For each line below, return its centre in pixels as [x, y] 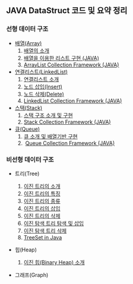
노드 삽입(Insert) [43, 86]
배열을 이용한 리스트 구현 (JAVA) [61, 58]
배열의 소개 [36, 51]
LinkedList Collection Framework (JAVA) [73, 100]
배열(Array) [28, 43]
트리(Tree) [27, 173]
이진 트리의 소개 [42, 186]
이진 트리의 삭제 [42, 216]
